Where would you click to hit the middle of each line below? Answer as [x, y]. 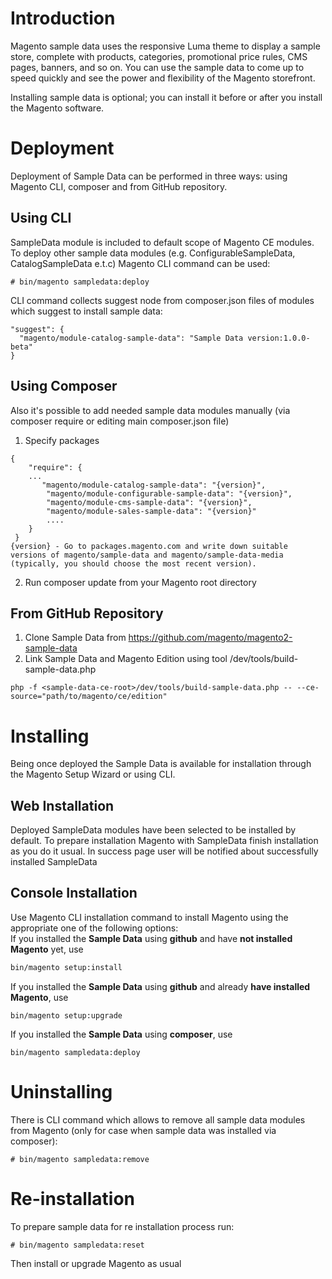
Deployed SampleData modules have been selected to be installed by [153, 830]
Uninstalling [61, 1091]
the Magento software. [57, 108]
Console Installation [74, 893]
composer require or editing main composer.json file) [120, 421]
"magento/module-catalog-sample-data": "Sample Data [131, 338]
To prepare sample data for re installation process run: [122, 1226]
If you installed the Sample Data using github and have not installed [151, 938]
